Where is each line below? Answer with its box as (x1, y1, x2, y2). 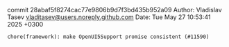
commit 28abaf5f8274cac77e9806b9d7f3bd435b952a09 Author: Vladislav (7, 6, 222, 14)
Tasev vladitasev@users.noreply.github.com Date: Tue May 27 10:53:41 (7, 13, 211, 21)
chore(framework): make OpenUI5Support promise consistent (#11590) (7, 33, 210, 40)
